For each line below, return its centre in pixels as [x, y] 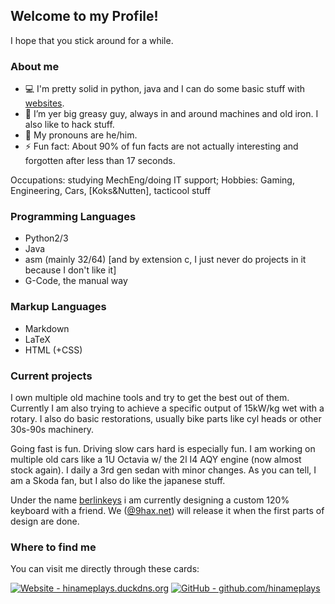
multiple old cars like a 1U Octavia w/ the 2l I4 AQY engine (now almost [156, 459]
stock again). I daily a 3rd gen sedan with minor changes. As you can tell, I [163, 470]
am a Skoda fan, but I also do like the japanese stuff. [118, 480]
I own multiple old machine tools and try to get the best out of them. [150, 397]
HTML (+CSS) [53, 350]
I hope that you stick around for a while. [92, 40]
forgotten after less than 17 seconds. [100, 161]
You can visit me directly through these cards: [105, 569]
